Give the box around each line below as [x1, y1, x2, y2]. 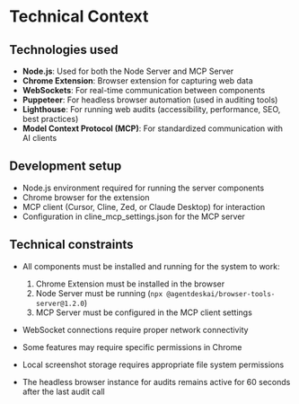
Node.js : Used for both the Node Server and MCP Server [22, 66, 234, 76]
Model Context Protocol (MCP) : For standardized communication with [22, 123, 283, 134]
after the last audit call [22, 386, 105, 397]
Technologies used [9, 42, 119, 57]
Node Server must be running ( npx [35, 287, 163, 298]
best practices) [22, 114, 79, 124]
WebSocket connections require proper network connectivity [22, 324, 249, 335]
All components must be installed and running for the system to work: [22, 260, 280, 271]
